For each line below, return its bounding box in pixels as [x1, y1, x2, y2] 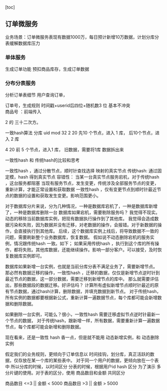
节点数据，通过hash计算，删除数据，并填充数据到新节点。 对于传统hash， [9, 289, 162, 294]
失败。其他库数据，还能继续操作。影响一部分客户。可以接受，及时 [22, 247, 158, 253]
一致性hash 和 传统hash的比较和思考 [5, 157, 80, 163]
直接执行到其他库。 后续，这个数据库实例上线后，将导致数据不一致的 [18, 228, 159, 234]
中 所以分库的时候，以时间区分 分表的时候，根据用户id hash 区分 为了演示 [5, 364, 156, 370]
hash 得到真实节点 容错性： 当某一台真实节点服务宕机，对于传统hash [18, 174, 160, 180]
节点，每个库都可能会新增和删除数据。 [5, 324, 83, 330]
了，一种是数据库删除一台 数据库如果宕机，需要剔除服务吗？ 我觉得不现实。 [5, 209, 160, 215]
